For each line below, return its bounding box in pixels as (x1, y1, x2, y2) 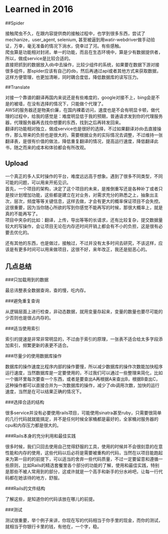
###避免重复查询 (5, 297, 40, 303)
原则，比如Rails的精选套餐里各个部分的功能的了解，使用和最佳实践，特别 (9, 462, 159, 468)
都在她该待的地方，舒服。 (9, 474, 62, 480)
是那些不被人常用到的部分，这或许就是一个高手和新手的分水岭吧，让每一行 (5, 468, 158, 474)
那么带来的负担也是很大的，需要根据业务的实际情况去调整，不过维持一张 (13, 131, 163, 138)
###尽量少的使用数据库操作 (5, 352, 62, 358)
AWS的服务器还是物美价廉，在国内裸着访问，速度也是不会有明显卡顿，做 (5, 106, 155, 113)
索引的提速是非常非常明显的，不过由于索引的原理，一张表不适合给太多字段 (5, 336, 158, 342)
